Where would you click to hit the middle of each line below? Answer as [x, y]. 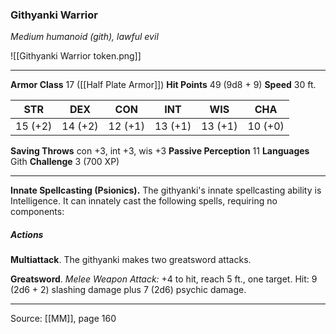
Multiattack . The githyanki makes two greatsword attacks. [131, 260]
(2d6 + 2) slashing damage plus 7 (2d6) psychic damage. [128, 290]
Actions [27, 234]
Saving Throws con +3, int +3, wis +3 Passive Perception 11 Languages [160, 151]
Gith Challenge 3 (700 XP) [65, 162]
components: [37, 212]
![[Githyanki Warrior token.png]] [76, 56]
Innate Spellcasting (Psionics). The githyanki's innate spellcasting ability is [166, 190]
